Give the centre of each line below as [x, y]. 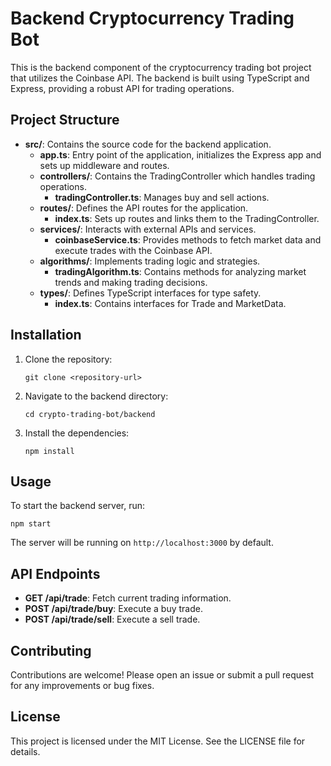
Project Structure [65, 120]
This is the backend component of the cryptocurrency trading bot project [161, 67]
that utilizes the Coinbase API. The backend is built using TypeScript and [160, 78]
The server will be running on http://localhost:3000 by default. [142, 543]
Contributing [51, 650]
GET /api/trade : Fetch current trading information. [128, 598]
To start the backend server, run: [78, 506]
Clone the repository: [68, 359]
